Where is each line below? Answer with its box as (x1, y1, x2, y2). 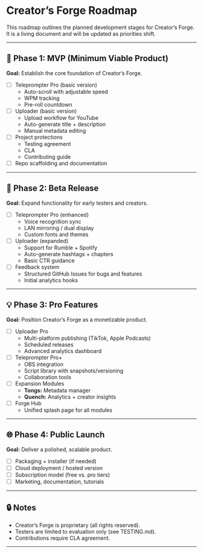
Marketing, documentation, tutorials (14, 478, 105, 485)
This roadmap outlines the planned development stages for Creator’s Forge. (6, 24, 195, 31)
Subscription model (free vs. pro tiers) (14, 471, 111, 478)
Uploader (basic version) (14, 107, 77, 114)
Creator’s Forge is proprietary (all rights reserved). (14, 522, 141, 529)
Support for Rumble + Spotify (24, 243, 98, 251)
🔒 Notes (6, 502, 36, 512)
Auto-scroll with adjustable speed (24, 88, 108, 95)
